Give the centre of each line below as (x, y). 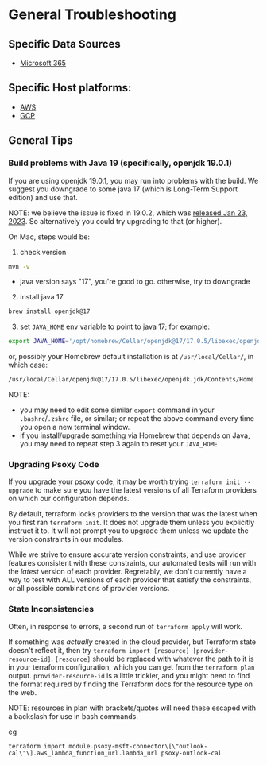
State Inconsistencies (51, 609)
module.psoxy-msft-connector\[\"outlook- (138, 746)
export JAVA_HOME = (39, 342)
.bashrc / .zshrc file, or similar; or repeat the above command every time (137, 418)
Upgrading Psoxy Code (54, 464)
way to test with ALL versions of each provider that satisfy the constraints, (130, 580)
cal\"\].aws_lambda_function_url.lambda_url (83, 753)
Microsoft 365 (43, 63)
